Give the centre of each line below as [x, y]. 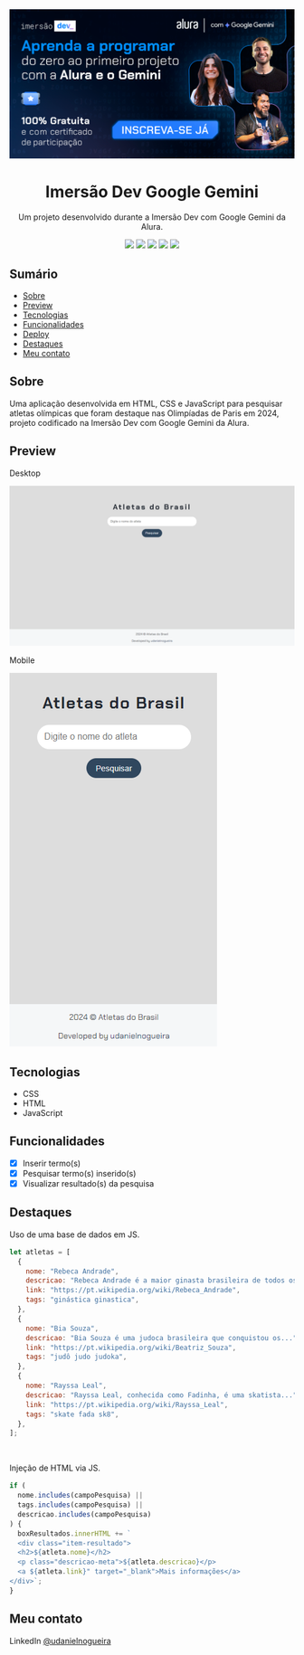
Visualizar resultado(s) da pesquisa [88, 1183]
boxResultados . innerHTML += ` [74, 1533]
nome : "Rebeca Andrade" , [72, 1271]
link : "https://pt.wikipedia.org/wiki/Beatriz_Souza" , [131, 1348]
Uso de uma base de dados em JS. [75, 1234]
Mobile [22, 660]
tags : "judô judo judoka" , [76, 1357]
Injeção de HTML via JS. [55, 1468]
